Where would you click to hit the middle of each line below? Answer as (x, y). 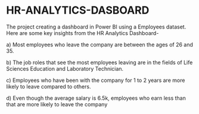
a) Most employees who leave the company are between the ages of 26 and (100, 45)
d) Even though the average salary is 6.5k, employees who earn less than (96, 98)
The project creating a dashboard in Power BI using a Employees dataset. (96, 27)
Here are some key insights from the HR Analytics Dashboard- (83, 33)
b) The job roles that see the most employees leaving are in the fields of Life (99, 62)
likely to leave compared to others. (49, 86)
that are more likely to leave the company (57, 104)
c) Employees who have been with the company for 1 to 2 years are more (96, 80)
